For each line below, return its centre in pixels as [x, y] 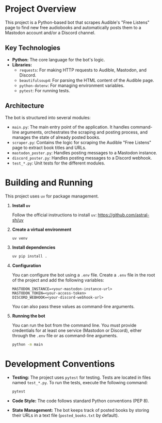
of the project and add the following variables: [58, 280]
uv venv [20, 238]
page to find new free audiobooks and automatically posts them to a [73, 27]
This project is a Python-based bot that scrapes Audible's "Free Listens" [77, 22]
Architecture [25, 106]
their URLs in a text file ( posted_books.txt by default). [65, 415]
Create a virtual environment [42, 229]
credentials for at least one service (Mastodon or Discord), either [77, 330]
